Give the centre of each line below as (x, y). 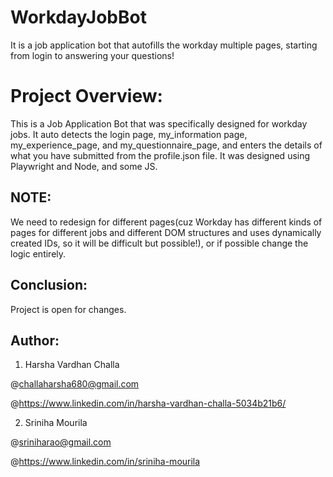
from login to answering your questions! (92, 55)
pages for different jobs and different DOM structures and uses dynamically (166, 232)
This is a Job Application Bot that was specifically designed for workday (159, 123)
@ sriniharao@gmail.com (61, 442)
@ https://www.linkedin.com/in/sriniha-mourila (105, 462)
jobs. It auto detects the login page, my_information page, (129, 134)
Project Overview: (86, 96)
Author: (35, 340)
